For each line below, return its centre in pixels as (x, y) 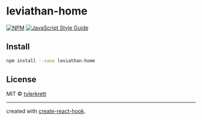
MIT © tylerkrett (26, 94)
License (21, 80)
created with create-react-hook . (46, 111)
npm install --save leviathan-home (51, 61)
